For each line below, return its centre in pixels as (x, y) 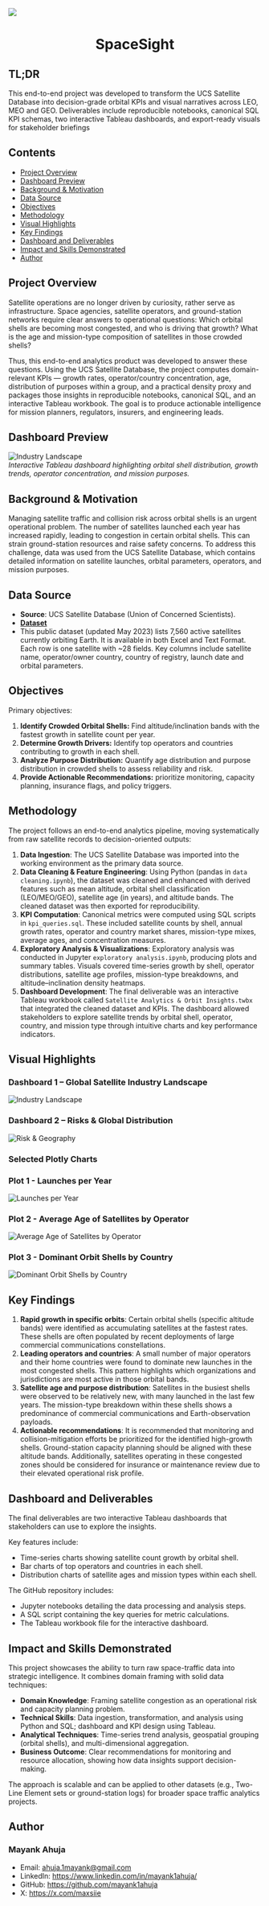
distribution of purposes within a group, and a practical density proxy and (130, 386)
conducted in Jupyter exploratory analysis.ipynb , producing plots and (138, 957)
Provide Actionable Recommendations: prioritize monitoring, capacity (137, 777)
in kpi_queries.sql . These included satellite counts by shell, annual (131, 923)
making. (33, 1768)
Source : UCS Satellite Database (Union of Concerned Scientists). (128, 615)
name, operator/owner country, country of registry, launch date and (132, 657)
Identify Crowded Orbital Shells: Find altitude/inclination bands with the (140, 726)
